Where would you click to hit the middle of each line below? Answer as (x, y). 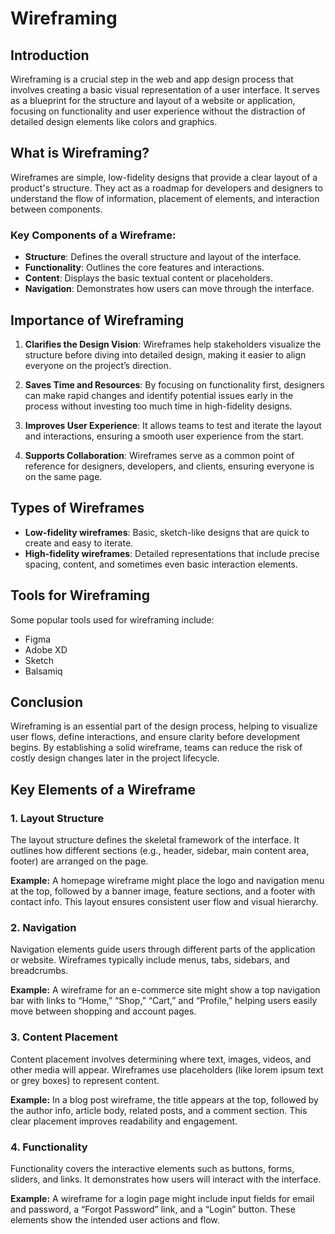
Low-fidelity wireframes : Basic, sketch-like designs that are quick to (167, 532)
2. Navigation (43, 927)
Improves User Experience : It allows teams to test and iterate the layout (173, 425)
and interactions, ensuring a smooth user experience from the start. (164, 436)
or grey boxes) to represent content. (85, 1080)
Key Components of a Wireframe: (93, 235)
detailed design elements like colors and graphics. (114, 121)
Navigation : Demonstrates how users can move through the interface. (169, 289)
